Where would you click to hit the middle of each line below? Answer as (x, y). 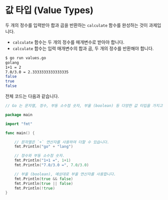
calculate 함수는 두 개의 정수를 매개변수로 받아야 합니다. (68, 42)
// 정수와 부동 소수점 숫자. (40, 156)
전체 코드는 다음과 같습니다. (32, 96)
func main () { (20, 133)
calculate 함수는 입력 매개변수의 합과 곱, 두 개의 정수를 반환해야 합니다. (83, 48)
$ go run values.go (26, 58)
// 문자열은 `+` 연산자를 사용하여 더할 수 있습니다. (62, 142)
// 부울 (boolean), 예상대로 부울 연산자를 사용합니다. (65, 174)
